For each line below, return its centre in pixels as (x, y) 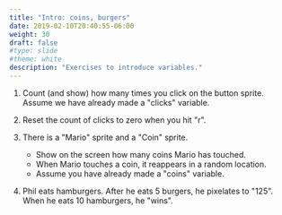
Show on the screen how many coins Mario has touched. (141, 154)
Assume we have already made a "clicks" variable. (116, 102)
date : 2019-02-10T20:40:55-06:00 (72, 26)
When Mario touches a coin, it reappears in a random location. (151, 164)
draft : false (34, 43)
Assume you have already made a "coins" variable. (130, 173)
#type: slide (34, 51)
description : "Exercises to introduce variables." (106, 68)
